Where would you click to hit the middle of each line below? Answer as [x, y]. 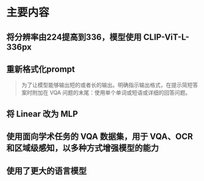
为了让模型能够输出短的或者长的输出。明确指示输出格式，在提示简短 [107, 85]
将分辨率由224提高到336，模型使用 [74, 37]
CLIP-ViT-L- [166, 37]
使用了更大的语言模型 [46, 171]
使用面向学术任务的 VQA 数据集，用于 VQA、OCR [100, 137]
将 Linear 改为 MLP [42, 114]
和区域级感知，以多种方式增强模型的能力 [82, 148]
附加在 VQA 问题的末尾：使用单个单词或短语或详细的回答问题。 [111, 93]
